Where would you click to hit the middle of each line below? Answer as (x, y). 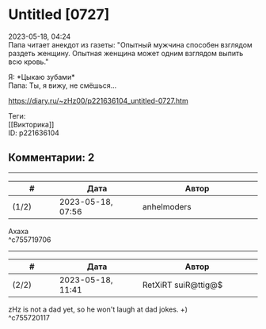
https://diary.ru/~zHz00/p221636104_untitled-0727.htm (98, 100)
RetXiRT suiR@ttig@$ (182, 285)
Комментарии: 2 (51, 158)
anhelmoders (167, 206)
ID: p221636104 (34, 133)
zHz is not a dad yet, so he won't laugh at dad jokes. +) (98, 309)
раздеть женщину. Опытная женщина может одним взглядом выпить (126, 53)
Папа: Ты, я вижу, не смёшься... (63, 85)
